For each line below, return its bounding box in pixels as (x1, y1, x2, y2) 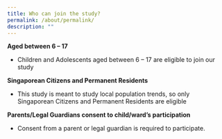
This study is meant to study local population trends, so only (17, 90, 190, 98)
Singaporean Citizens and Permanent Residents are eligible (17, 97, 187, 106)
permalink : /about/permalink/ (7, 17, 95, 24)
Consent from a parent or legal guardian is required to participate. (17, 124, 206, 133)
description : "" (7, 23, 54, 30)
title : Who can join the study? (7, 10, 101, 17)
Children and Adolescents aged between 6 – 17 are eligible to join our (17, 56, 216, 64)
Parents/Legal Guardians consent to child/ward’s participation (7, 111, 191, 119)
